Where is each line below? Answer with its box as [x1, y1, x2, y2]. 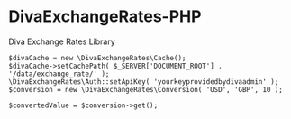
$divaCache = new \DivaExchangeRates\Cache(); [8, 53, 186, 62]
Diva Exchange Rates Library [8, 36, 116, 47]
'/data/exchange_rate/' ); [8, 69, 110, 78]
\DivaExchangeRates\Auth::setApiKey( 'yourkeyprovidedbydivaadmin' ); [8, 77, 279, 87]
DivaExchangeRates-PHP [8, 6, 202, 27]
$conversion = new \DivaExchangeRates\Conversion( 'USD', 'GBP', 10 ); [8, 85, 283, 94]
